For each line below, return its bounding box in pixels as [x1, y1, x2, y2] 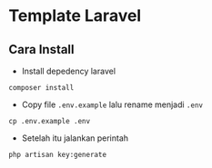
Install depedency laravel [21, 65, 116, 76]
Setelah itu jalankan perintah [21, 133, 129, 143]
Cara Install [8, 42, 75, 57]
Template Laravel [8, 5, 142, 26]
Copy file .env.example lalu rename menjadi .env [21, 99, 204, 110]
